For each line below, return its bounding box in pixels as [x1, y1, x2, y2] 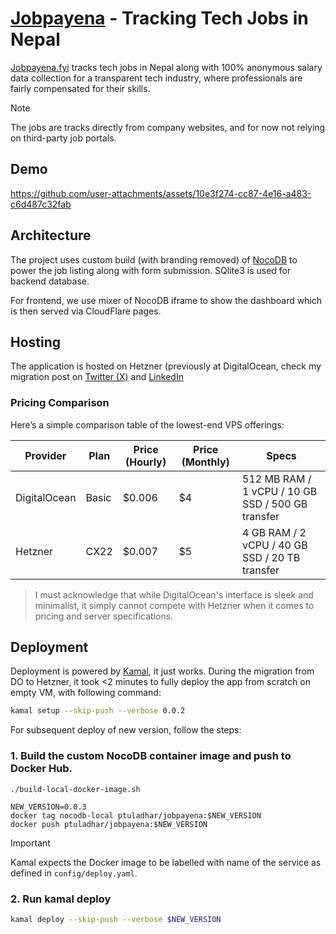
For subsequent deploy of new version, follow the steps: [10, 724, 242, 736]
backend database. [10, 275, 90, 287]
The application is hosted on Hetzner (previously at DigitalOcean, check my [10, 360, 322, 372]
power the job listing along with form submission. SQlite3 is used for [10, 264, 292, 276]
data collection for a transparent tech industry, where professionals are [10, 72, 303, 84]
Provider [24, 448, 67, 462]
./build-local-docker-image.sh [10, 784, 141, 794]
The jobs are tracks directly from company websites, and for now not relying [10, 121, 326, 133]
